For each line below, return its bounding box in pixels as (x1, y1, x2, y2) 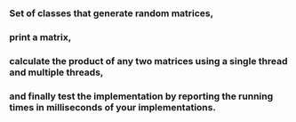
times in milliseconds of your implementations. (9, 101, 216, 113)
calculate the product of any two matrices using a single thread (9, 54, 288, 67)
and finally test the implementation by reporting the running (9, 90, 274, 102)
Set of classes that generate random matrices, (9, 7, 214, 20)
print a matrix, (9, 30, 72, 43)
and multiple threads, (9, 66, 104, 78)
